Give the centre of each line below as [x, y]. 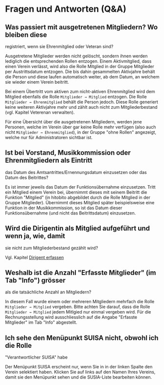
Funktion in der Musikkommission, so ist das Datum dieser [64, 208]
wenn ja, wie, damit [35, 236]
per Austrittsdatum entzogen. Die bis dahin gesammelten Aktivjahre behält [80, 72]
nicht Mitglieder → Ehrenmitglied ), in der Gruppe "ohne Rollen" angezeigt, [81, 132]
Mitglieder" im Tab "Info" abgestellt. [41, 322]
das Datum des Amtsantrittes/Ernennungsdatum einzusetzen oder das [76, 172]
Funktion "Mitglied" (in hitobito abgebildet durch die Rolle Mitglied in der [78, 197]
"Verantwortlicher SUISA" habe [36, 357]
